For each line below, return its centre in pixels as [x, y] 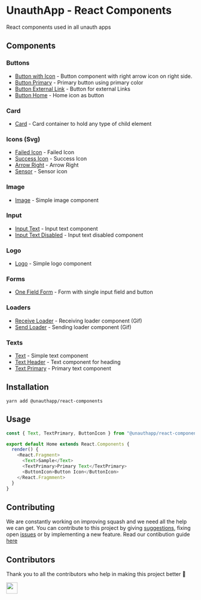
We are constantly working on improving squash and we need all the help [97, 521]
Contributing [31, 507]
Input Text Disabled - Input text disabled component [79, 235]
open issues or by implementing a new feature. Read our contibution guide [98, 535]
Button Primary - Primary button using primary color [79, 82]
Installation [28, 387]
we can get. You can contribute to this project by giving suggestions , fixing [98, 528]
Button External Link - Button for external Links [72, 89]
